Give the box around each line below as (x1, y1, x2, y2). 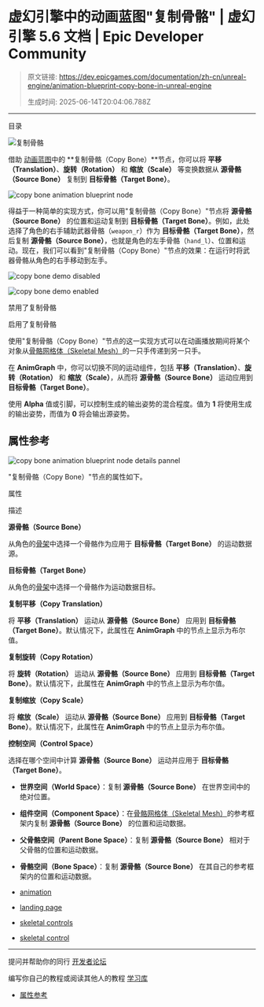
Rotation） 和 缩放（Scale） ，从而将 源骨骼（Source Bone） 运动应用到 (21, 372, 254, 382)
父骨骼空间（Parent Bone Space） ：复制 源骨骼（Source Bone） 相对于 (19, 835, 251, 844)
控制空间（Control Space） (8, 739, 97, 748)
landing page (19, 902, 63, 912)
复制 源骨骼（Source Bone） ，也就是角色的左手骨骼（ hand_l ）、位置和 (14, 235, 240, 245)
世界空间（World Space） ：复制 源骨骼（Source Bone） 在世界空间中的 (19, 782, 251, 791)
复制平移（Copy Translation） (8, 598, 108, 608)
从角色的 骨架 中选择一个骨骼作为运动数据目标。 (8, 582, 159, 591)
